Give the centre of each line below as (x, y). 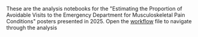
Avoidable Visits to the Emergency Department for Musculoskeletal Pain (96, 15)
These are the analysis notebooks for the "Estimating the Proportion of (94, 9)
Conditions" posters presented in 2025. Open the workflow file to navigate (99, 21)
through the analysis (32, 27)
